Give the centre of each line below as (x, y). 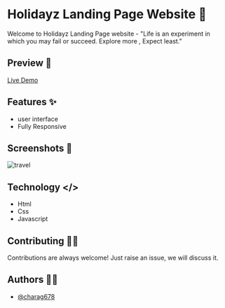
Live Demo (23, 80)
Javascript (33, 219)
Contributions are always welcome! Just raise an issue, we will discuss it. (113, 258)
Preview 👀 (29, 63)
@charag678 (36, 296)
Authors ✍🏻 (33, 280)
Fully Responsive (42, 126)
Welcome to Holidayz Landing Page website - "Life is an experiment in (109, 34)
